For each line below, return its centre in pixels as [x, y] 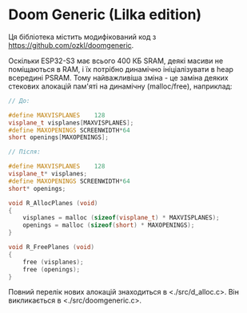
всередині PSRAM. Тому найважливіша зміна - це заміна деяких [119, 77]
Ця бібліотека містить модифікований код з [82, 37]
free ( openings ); [52, 269]
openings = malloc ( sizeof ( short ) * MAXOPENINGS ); [109, 225]
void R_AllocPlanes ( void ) [53, 203]
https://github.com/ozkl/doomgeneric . [71, 45]
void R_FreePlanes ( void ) [51, 248]
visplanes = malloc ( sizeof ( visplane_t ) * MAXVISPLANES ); [121, 218]
